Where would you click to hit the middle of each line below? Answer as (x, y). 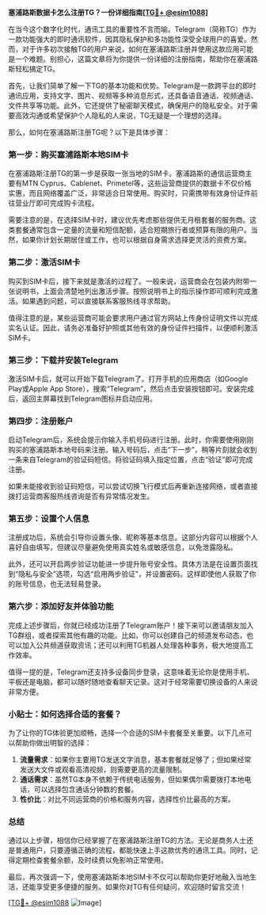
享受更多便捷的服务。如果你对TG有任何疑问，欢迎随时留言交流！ (141, 887)
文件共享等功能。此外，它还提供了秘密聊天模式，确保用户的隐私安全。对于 (129, 105)
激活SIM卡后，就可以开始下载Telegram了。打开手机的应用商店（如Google (128, 379)
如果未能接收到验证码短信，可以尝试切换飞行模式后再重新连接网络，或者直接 (133, 486)
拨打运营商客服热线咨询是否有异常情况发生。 (81, 496)
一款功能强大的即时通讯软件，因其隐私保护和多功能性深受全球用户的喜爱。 (129, 39)
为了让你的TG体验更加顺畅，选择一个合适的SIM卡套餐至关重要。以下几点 (127, 733)
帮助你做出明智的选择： (53, 743)
